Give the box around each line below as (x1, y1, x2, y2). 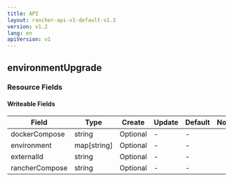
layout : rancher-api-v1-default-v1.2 (7, 17, 116, 24)
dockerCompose (10, 129, 65, 139)
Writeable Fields (7, 100, 55, 108)
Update (153, 117, 179, 127)
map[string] (74, 140, 113, 150)
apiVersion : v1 (7, 36, 51, 43)
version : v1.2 (7, 23, 49, 30)
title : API (7, 10, 39, 17)
